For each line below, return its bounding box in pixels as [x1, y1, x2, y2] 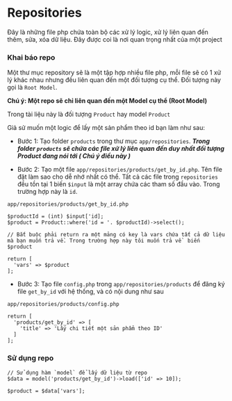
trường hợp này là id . [17, 188, 78, 196]
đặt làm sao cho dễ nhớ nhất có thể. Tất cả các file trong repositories [17, 172, 219, 181]
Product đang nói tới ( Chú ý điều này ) [17, 152, 131, 161]
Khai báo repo [7, 52, 56, 62]
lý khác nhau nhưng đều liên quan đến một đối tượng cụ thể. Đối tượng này [7, 76, 221, 84]
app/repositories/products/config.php [7, 301, 119, 308]
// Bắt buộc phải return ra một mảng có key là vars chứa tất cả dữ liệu [7, 231, 226, 238]
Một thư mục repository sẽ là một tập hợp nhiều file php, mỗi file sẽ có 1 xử [7, 68, 222, 77]
